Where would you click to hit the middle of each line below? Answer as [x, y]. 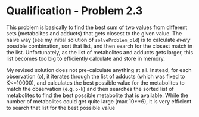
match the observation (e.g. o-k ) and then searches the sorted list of [90, 89]
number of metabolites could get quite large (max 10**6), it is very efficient [99, 101]
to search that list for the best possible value [61, 108]
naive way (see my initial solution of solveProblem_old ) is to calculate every [98, 40]
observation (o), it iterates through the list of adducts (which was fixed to [96, 76]
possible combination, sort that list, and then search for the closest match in [99, 46]
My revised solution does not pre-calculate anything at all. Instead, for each [99, 70]
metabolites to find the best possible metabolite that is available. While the [97, 95]
